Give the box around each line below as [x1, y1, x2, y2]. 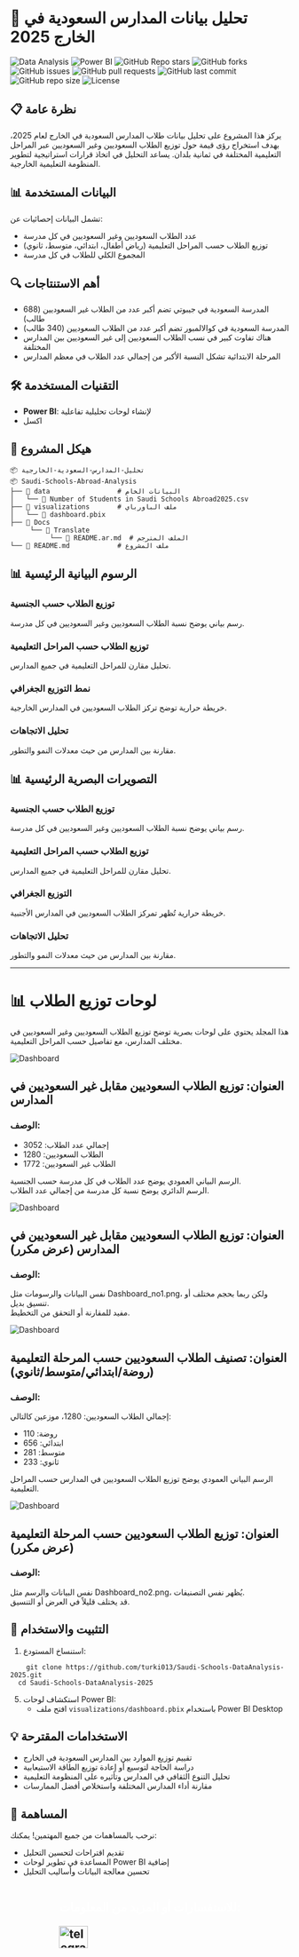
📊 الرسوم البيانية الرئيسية [10, 566, 138, 582]
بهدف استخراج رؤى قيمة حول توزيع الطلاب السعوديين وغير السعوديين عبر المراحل [10, 139, 280, 150]
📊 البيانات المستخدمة [10, 186, 116, 201]
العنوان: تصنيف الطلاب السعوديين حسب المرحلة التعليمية [10, 1350, 287, 1366]
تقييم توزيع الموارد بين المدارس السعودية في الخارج [22, 1753, 193, 1763]
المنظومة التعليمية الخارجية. [10, 158, 101, 169]
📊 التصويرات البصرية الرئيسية [10, 772, 158, 787]
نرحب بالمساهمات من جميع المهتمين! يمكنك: [10, 1830, 158, 1841]
